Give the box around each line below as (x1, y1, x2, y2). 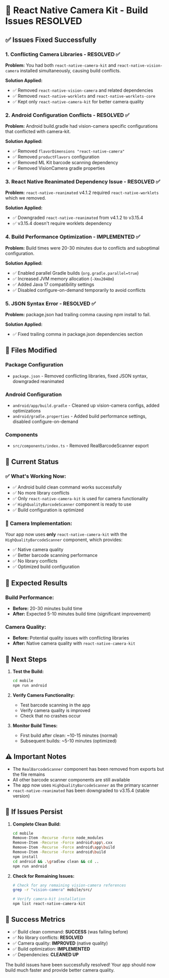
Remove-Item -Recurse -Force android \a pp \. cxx (12, 840, 113, 845)
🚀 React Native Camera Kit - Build (5, 5, 148, 16)
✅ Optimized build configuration (12, 563, 80, 570)
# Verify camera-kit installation (12, 896, 86, 901)
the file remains (12, 771, 46, 777)
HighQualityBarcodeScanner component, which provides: (5, 537, 123, 543)
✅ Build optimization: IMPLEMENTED (12, 946, 90, 952)
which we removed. (5, 195, 47, 201)
